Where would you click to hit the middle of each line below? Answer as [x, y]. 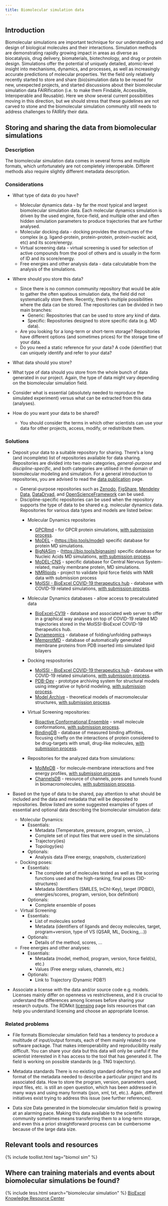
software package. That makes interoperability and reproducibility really [87, 1046]
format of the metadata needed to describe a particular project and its [85, 1077]
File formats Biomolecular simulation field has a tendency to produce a [85, 1035]
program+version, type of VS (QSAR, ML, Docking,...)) [91, 931]
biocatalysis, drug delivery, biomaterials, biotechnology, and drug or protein [83, 58]
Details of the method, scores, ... [69, 942]
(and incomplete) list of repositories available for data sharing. [77, 458]
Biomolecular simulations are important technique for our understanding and [84, 42]
